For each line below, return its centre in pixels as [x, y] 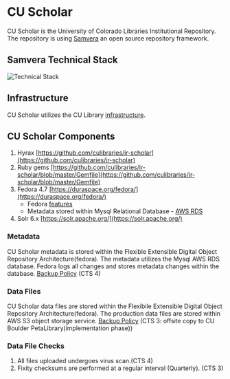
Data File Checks [36, 346]
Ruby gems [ [35, 167]
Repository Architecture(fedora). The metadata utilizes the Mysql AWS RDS [113, 259]
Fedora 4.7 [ [34, 189]
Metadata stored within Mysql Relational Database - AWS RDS [115, 211]
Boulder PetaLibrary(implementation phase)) [70, 328]
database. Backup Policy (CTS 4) [54, 273]
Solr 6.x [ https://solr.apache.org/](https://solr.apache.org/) [100, 219]
